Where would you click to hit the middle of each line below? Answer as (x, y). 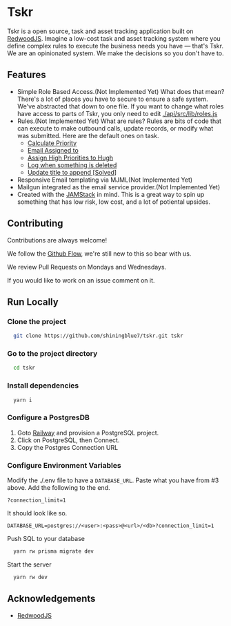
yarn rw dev (31, 577)
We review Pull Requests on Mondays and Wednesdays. (87, 267)
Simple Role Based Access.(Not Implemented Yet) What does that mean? (121, 91)
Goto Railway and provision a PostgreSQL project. (88, 433)
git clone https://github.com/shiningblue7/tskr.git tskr (99, 336)
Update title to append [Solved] (72, 172)
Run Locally (33, 302)
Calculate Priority (52, 143)
